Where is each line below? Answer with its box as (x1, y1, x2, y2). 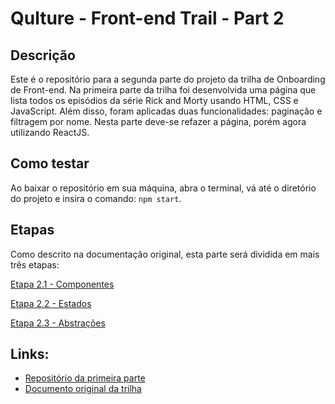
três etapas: (10, 258, 60, 271)
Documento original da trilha (24, 383, 142, 395)
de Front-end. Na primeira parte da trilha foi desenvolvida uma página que (10, 84, 317, 96)
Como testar (10, 155, 90, 172)
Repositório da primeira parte (24, 372, 146, 384)
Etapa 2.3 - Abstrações (10, 317, 106, 329)
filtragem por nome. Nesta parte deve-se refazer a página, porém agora (10, 116, 307, 127)
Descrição (10, 47, 76, 64)
